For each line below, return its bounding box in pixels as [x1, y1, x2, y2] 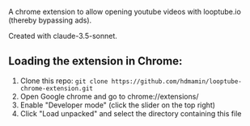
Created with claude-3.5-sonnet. [8, 31, 117, 40]
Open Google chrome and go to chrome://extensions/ [19, 91, 199, 101]
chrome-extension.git [19, 84, 93, 92]
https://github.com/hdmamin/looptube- [111, 77, 243, 86]
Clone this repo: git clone [19, 76, 108, 86]
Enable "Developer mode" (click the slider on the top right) [19, 100, 216, 110]
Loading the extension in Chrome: [8, 54, 183, 68]
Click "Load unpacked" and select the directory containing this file [19, 108, 242, 118]
